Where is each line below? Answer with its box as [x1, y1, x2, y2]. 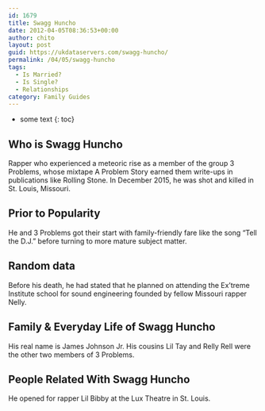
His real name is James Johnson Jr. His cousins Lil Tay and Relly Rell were [8, 341, 252, 351]
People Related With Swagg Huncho [8, 372, 190, 386]
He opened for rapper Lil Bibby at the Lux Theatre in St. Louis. [8, 394, 211, 403]
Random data [8, 259, 75, 273]
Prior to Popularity [8, 207, 101, 221]
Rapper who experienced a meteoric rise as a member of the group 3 [8, 159, 235, 168]
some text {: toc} [19, 114, 75, 124]
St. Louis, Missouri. [8, 184, 71, 194]
